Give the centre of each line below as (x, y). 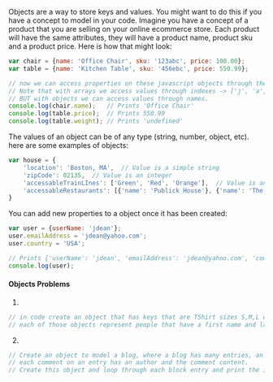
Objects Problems (39, 284)
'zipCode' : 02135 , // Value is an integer (98, 175)
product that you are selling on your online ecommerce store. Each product (134, 29)
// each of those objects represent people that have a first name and (132, 324)
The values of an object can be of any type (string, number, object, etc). (129, 137)
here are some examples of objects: (68, 145)
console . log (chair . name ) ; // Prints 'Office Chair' (102, 106)
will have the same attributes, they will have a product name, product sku (131, 37)
